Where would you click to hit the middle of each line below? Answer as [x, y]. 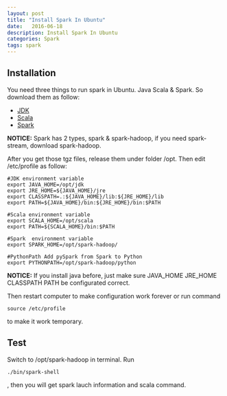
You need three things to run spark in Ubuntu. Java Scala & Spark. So [105, 89]
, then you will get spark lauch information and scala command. [97, 384]
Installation [32, 73]
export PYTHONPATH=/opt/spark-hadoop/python [72, 263]
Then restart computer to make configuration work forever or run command [114, 296]
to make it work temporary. [45, 321]
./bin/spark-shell [33, 372]
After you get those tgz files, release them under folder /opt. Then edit [106, 159]
